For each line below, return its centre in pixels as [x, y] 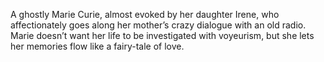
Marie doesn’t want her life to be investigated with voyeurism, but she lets [162, 35]
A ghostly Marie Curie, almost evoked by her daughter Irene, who [145, 14]
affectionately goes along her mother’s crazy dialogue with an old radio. [158, 25]
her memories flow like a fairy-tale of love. [97, 46]
